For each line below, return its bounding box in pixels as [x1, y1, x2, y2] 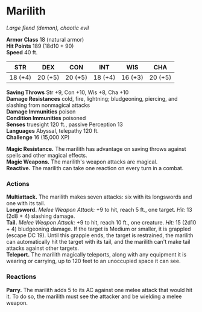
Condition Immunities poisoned [6, 114, 86, 121]
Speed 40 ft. [6, 48, 38, 56]
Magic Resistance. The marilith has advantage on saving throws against [6, 145, 186, 152]
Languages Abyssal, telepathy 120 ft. [6, 127, 99, 134]
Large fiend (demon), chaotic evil [6, 24, 89, 31]
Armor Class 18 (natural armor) [6, 36, 84, 43]
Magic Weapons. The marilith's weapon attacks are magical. [6, 158, 158, 165]
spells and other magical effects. [6, 151, 87, 159]
